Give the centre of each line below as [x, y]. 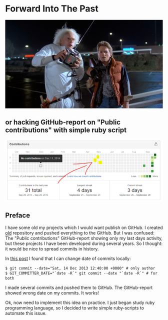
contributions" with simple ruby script [66, 130]
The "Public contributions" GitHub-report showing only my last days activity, [84, 238]
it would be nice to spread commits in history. [52, 248]
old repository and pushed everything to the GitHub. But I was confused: [80, 232]
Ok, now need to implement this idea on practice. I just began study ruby [80, 302]
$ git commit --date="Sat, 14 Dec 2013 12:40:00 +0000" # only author [80, 268]
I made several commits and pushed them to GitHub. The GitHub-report [79, 287]
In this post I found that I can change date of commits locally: [68, 258]
